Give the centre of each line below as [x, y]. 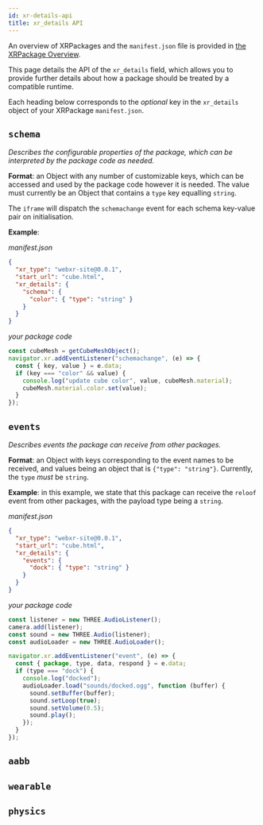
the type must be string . [48, 477]
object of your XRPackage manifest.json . [76, 110]
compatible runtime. [41, 86]
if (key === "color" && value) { [71, 373]
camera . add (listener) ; [46, 627]
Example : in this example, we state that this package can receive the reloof [132, 492]
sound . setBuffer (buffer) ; [72, 693]
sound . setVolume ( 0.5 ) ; [67, 708]
